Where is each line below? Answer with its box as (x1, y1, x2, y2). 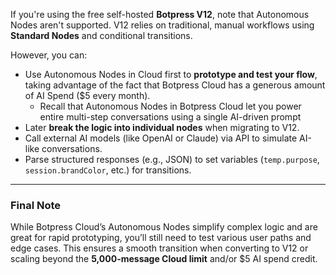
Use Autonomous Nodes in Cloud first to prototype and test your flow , (24, 69, 318, 80)
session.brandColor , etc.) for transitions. (24, 164, 192, 176)
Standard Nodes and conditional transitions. (10, 30, 193, 41)
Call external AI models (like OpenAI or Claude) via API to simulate (24, 132, 298, 144)
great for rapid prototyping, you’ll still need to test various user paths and (10, 232, 312, 244)
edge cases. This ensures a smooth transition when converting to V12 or (10, 242, 309, 254)
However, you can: (10, 49, 88, 61)
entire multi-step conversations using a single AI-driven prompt (39, 111, 302, 123)
